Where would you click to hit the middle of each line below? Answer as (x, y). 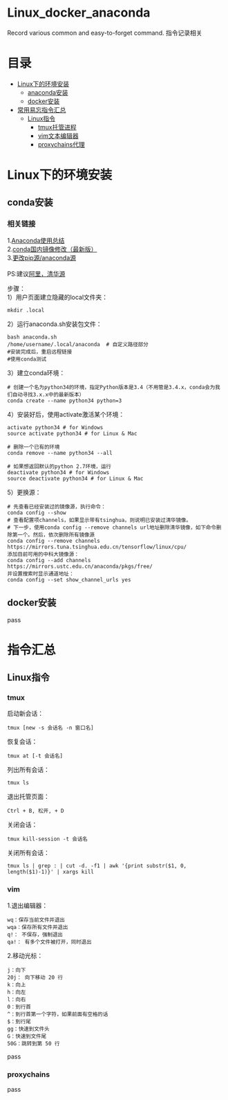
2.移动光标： (25, 955)
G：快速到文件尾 (27, 1036)
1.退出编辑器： (28, 905)
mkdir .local (26, 310)
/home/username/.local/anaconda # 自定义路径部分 (78, 344)
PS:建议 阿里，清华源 (36, 273)
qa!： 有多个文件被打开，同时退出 (49, 942)
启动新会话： (25, 714)
